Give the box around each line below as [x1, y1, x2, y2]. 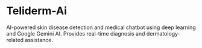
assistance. [25, 36, 53, 43]
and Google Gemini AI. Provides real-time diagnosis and [6, 30, 145, 37]
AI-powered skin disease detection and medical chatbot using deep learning [6, 24, 196, 31]
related [6, 36, 24, 43]
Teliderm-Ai [6, 4, 68, 18]
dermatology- [146, 30, 181, 37]
